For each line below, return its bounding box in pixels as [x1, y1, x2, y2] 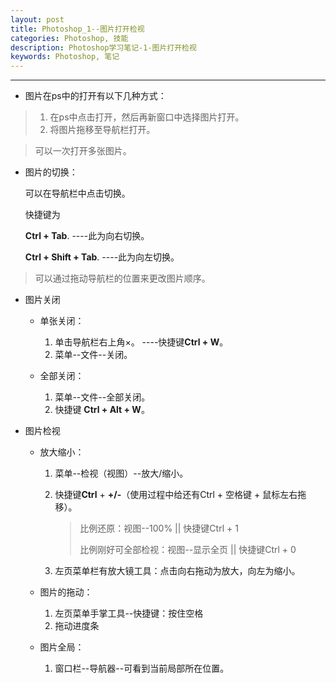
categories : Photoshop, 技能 [10, 33, 129, 43]
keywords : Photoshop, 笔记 [10, 52, 120, 62]
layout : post [10, 14, 65, 25]
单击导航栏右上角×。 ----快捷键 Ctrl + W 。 [54, 336, 229, 348]
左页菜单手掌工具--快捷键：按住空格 [54, 607, 204, 620]
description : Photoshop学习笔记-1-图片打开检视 [10, 42, 197, 53]
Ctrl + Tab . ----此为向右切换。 [24, 230, 150, 242]
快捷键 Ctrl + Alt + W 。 [54, 404, 150, 416]
